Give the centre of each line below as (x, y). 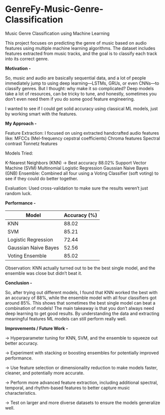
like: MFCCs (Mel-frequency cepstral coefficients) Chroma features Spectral (82, 138)
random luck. (18, 193)
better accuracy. (22, 343)
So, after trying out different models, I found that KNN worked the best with (81, 292)
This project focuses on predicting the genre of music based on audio (76, 43)
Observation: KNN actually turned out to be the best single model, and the (80, 268)
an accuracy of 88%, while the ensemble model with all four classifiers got (81, 298)
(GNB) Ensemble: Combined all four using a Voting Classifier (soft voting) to (82, 173)
